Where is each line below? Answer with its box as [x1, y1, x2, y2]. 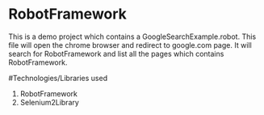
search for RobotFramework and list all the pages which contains [8, 49, 224, 58]
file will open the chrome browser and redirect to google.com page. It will [8, 40, 252, 49]
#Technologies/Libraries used [8, 73, 107, 83]
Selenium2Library [19, 97, 79, 107]
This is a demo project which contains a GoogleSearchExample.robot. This [8, 32, 257, 41]
